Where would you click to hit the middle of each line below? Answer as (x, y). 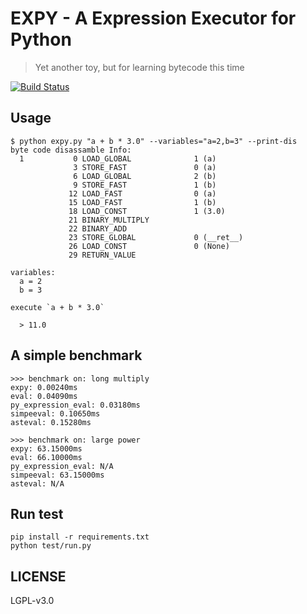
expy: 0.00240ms (44, 387)
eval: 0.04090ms (44, 396)
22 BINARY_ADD (98, 228)
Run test (37, 513)
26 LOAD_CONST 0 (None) (149, 246)
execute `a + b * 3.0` (57, 307)
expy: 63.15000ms (46, 448)
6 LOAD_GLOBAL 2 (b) (145, 176)
